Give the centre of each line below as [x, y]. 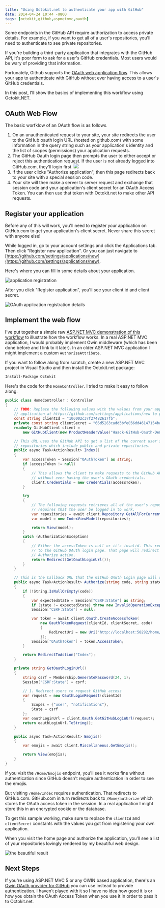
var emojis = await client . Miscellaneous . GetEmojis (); [80, 746]
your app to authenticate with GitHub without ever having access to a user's [82, 78]
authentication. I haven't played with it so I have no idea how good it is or [79, 891]
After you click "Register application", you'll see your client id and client [77, 290]
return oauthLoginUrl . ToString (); [58, 723]
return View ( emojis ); [45, 754]
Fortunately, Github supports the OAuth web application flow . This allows [79, 73]
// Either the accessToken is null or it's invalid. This [92, 546]
